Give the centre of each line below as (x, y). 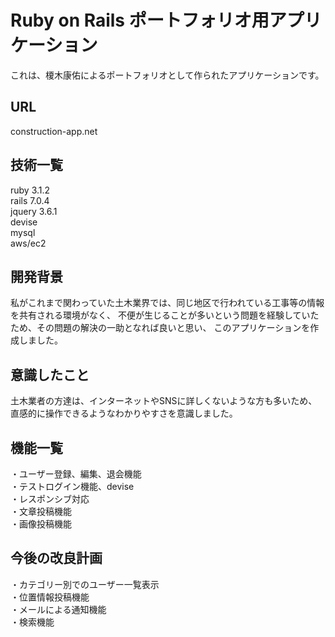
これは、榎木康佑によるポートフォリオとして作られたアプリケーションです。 (167, 75)
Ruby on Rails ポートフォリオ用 (140, 20)
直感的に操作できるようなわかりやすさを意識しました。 (124, 413)
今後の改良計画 (56, 558)
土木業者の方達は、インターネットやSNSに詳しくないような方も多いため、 (164, 401)
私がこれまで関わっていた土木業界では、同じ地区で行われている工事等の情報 (167, 303)
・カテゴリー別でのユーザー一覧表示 (85, 584)
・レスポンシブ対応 (50, 499)
